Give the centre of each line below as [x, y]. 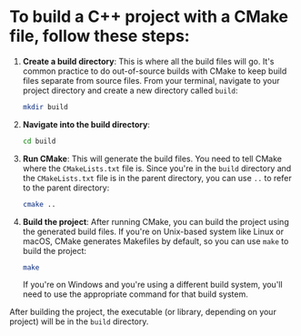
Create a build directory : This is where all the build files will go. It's [148, 61]
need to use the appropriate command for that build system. [135, 294]
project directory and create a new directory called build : [130, 90]
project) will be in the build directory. [79, 321]
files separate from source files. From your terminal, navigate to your [151, 80]
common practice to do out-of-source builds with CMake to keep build [155, 71]
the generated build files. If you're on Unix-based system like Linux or [153, 231]
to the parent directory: [66, 188]
